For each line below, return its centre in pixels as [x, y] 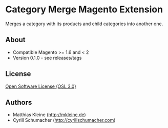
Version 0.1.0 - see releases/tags [47, 58]
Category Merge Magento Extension [84, 10]
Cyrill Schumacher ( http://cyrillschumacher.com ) [64, 120]
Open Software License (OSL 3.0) [41, 86]
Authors [19, 102]
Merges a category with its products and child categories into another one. [84, 24]
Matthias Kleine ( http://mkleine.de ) [49, 115]
